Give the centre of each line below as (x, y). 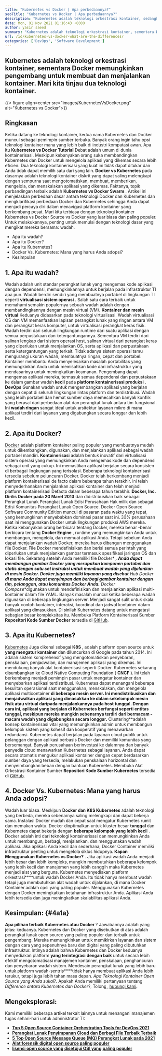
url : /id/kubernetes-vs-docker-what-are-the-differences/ (64, 37)
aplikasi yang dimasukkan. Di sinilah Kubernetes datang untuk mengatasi (77, 610)
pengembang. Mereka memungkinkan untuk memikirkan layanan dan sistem (81, 940)
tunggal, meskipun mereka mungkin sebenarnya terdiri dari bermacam (77, 714)
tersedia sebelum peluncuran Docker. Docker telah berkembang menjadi (77, 476)
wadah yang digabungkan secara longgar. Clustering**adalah (84, 719)
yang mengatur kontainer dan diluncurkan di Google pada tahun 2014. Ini (78, 652)
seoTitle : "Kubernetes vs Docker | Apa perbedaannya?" (61, 14)
